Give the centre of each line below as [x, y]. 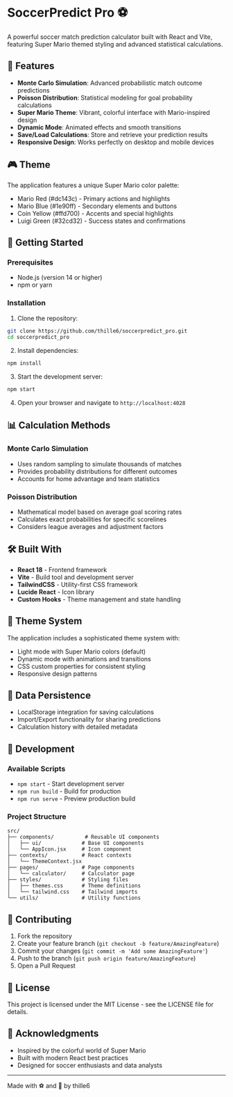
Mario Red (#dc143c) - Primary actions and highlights [94, 198]
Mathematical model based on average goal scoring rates [100, 512]
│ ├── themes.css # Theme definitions [74, 886]
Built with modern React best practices [72, 1057]
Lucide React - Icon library [56, 592]
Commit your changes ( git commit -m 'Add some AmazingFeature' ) [112, 951]
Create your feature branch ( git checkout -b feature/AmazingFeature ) [118, 944]
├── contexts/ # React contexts [69, 855]
